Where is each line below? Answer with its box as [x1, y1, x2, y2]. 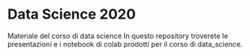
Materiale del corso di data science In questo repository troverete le [7, 31, 229, 40]
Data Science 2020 [7, 5, 136, 23]
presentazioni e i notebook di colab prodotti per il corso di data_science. [7, 39, 243, 48]
